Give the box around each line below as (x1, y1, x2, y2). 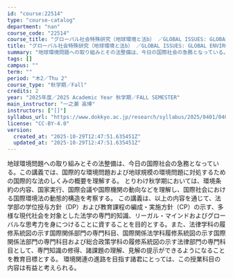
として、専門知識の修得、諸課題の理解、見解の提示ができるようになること (12, 246, 225, 254)
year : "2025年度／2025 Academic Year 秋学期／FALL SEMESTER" (7, 95, 180, 101)
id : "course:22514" (7, 10, 64, 17)
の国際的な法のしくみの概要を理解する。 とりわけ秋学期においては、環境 (7, 177, 216, 185)
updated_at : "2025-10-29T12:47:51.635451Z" (13, 140, 141, 147)
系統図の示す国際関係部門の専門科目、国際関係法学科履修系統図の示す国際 (12, 229, 226, 237)
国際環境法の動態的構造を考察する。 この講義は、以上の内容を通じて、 (12, 194, 216, 202)
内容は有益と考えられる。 (7, 263, 80, 272)
